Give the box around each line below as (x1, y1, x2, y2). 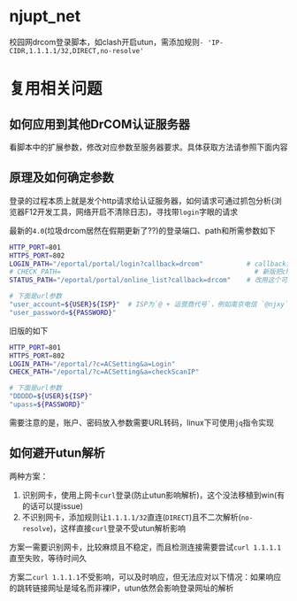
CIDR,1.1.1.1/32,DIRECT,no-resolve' (9, 46, 144, 55)
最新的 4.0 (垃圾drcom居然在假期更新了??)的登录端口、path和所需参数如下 (9, 225, 276, 235)
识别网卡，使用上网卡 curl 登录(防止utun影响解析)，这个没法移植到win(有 (21, 489, 286, 500)
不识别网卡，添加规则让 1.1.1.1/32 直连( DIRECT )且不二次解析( (21, 512, 241, 522)
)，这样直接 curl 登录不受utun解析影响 (49, 522, 187, 533)
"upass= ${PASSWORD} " (9, 400, 86, 409)
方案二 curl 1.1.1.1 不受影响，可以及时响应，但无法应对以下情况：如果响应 (9, 571, 281, 582)
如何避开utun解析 (9, 445, 105, 461)
